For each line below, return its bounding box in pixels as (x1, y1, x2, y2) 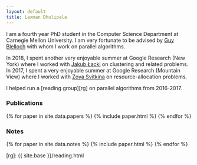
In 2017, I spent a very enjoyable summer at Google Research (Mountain (6, 67, 181, 74)
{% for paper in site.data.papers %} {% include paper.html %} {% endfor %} (6, 113, 192, 120)
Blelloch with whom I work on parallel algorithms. (6, 42, 126, 50)
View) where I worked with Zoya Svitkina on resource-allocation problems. (6, 73, 188, 80)
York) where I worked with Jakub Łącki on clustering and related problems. (6, 60, 189, 68)
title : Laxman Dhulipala (6, 14, 67, 20)
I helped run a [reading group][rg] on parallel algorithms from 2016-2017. (6, 84, 182, 91)
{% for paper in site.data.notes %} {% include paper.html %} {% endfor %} (6, 141, 189, 148)
